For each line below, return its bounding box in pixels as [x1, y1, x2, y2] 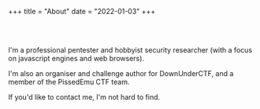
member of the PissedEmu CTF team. [8, 78, 130, 86]
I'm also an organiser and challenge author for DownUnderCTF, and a [8, 69, 234, 78]
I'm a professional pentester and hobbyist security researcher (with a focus [8, 45, 253, 54]
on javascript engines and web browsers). [8, 54, 144, 63]
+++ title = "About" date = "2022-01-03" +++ [8, 7, 156, 16]
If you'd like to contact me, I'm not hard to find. [8, 93, 161, 101]
